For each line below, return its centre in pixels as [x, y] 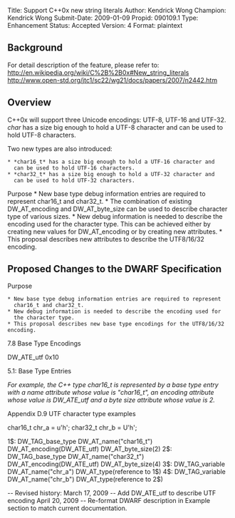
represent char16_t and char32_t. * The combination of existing [100, 201]
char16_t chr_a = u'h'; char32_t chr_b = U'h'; [72, 428]
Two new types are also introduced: [60, 148]
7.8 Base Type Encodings [44, 343]
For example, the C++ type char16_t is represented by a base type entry [113, 385]
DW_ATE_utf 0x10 [33, 357]
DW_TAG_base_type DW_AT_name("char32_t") [76, 457]
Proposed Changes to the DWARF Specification [115, 269]
